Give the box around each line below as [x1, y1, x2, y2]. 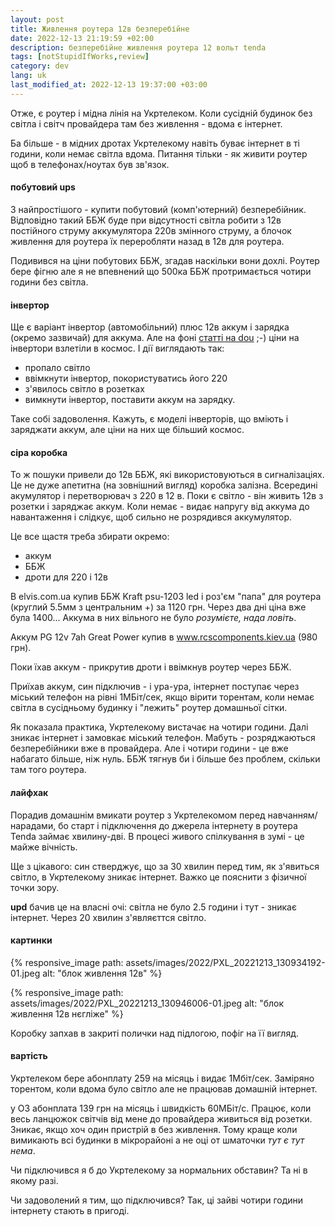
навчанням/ [267, 809, 318, 821]
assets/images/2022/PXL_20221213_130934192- [125, 956, 326, 968]
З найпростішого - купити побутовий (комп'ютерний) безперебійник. [10, 203, 307, 215]
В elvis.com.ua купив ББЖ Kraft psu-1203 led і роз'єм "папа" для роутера [10, 591, 322, 603]
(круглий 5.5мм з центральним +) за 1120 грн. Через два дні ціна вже [10, 601, 307, 613]
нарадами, [10, 819, 57, 831]
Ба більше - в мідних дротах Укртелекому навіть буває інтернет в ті [10, 137, 300, 149]
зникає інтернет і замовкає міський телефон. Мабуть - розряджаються [10, 732, 316, 744]
